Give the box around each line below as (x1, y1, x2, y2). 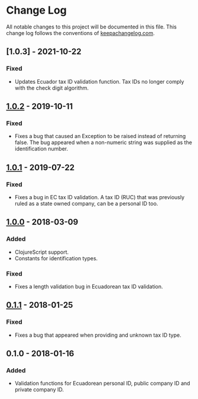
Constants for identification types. (14, 254, 98, 261)
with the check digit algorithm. (14, 84, 89, 91)
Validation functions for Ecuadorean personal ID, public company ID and (14, 380, 190, 387)
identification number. (14, 145, 69, 152)
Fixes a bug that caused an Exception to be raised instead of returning (14, 133, 186, 140)
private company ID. (14, 386, 64, 393)
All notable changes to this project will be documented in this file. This (6, 23, 177, 30)
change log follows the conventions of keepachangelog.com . (6, 29, 155, 36)
